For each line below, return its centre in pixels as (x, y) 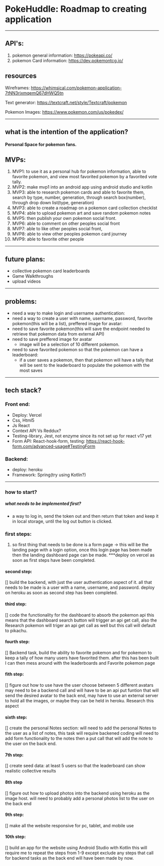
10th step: (15, 837)
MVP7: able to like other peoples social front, (57, 229)
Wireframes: (18, 88)
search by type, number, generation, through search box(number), (79, 197)
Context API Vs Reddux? (37, 431)
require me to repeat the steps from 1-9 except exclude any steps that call (79, 853)
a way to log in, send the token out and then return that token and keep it (85, 516)
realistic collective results (31, 771)
